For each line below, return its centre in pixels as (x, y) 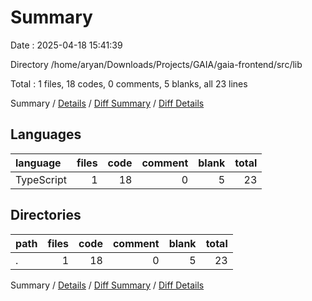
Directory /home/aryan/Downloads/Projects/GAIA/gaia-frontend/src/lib (156, 64)
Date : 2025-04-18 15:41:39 (66, 45)
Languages (46, 134)
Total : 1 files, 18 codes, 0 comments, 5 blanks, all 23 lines (129, 83)
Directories (46, 215)
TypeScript (41, 179)
